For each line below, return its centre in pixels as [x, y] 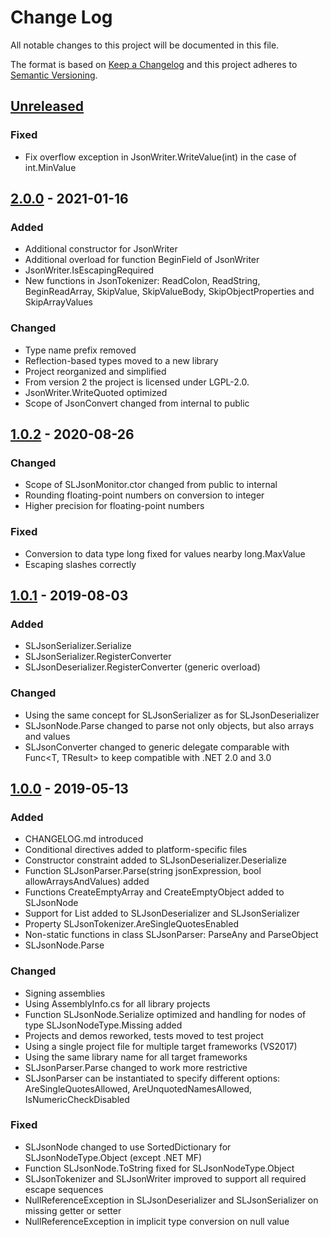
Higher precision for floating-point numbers [114, 506]
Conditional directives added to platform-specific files [136, 850]
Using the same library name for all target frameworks [136, 1057]
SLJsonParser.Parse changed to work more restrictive [136, 1067]
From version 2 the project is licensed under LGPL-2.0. [137, 382]
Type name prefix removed [80, 350]
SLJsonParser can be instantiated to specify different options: [152, 1078]
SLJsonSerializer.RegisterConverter [98, 657]
